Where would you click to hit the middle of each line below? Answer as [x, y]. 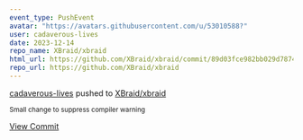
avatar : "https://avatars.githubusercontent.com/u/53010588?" [129, 26]
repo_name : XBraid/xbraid [58, 51]
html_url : [28, 59]
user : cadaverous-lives [54, 34]
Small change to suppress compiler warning [78, 109]
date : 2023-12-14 [42, 43]
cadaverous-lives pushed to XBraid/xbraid [88, 93]
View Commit [34, 126]
